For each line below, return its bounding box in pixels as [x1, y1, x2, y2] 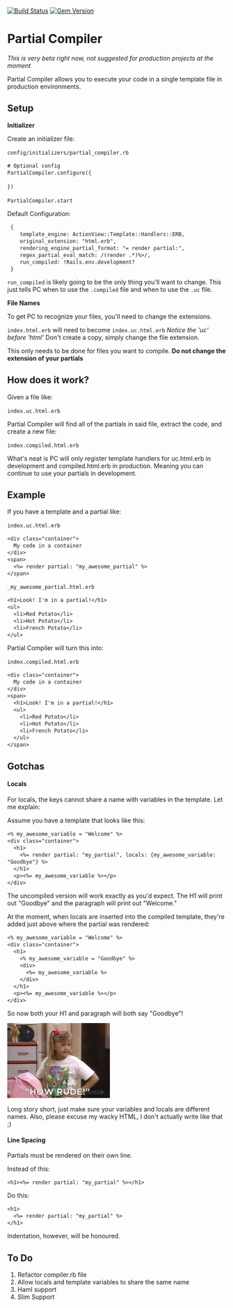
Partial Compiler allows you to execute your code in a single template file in [7, 75, 223, 83]
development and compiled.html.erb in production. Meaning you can [7, 461, 204, 470]
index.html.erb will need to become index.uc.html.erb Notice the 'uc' [7, 325, 209, 334]
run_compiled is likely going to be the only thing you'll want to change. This [7, 277, 221, 286]
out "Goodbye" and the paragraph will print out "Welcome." [7, 899, 177, 907]
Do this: [7, 1192, 30, 1200]
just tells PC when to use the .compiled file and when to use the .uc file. [7, 285, 213, 293]
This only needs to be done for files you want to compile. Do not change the [7, 346, 226, 355]
